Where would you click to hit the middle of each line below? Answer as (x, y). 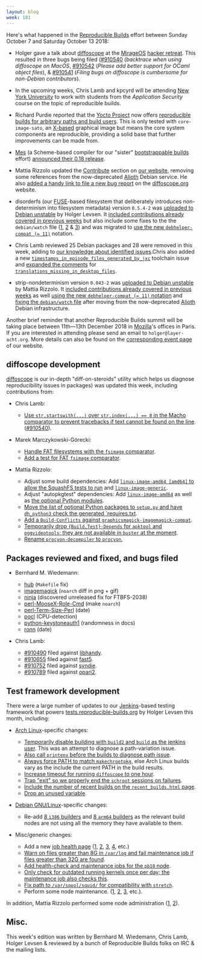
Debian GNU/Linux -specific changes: (61, 805)
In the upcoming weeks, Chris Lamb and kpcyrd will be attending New (102, 90)
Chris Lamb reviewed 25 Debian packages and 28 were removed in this (104, 245)
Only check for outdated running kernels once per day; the (97, 872)
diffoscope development (53, 364)
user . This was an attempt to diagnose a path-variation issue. (100, 748)
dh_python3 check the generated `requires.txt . (80, 514)
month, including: (28, 718)
